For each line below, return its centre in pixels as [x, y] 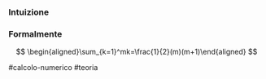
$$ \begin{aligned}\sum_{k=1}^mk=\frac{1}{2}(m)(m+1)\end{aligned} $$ [137, 52]
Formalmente [35, 33]
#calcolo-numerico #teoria [53, 68]
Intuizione [29, 12]
